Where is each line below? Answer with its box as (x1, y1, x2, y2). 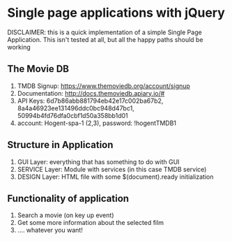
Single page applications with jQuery (7, 5, 225, 21)
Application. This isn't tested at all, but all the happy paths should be (7, 35, 203, 43)
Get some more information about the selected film (17, 219, 164, 227)
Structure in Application (7, 139, 114, 151)
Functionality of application (7, 192, 130, 204)
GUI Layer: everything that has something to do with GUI (17, 157, 180, 166)
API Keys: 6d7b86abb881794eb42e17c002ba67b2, (17, 96, 164, 105)
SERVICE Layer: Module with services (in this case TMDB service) (17, 165, 207, 173)
